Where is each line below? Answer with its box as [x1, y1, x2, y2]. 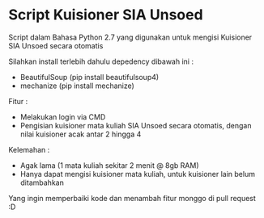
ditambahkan [19, 178, 65, 187]
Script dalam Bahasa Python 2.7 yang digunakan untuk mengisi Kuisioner [8, 32, 253, 42]
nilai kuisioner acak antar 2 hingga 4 [19, 129, 142, 139]
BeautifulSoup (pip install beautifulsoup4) [19, 72, 160, 82]
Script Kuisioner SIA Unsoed [8, 6, 204, 24]
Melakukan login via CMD [19, 111, 106, 122]
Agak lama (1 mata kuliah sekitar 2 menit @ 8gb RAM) [19, 160, 200, 170]
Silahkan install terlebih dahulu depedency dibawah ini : [8, 57, 194, 66]
